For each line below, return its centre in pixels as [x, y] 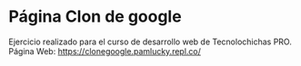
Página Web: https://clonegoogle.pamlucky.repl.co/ [105, 51]
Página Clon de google [95, 17]
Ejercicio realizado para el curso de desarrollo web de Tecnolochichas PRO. [150, 42]
